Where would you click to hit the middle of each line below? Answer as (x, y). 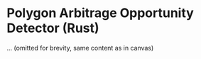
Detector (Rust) (53, 28)
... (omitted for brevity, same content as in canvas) (80, 48)
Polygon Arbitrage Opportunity (101, 13)
